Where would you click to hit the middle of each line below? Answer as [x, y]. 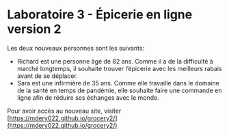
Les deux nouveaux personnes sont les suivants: [76, 48]
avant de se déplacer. [48, 76]
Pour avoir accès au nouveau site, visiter [64, 111]
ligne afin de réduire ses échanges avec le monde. [88, 97]
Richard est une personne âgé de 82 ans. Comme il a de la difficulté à [115, 61]
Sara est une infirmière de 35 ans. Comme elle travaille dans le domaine [118, 83]
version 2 [34, 29]
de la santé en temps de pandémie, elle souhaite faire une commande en [119, 90]
